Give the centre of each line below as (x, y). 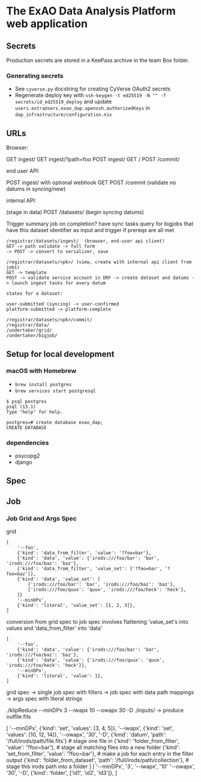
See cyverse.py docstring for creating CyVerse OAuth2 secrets (93, 89)
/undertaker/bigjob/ (32, 336)
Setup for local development (60, 354)
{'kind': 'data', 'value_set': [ (59, 579)
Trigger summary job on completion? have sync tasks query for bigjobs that (100, 224)
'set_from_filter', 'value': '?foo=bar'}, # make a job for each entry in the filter (100, 754)
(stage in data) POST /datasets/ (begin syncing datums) (75, 212)
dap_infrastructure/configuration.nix (63, 115)
